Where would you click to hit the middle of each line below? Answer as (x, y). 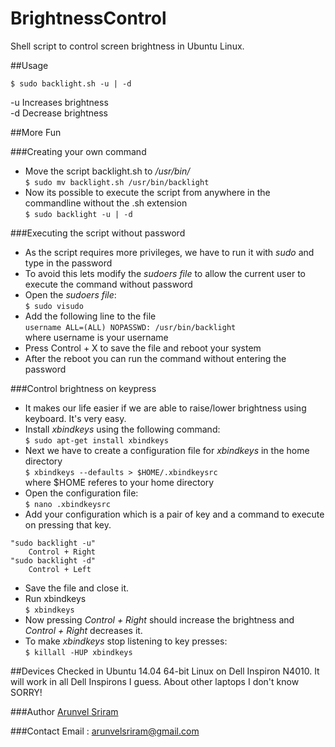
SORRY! (26, 692)
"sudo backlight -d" (53, 560)
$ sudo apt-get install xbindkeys (96, 440)
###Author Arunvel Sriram (64, 711)
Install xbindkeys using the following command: (122, 429)
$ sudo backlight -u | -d (78, 214)
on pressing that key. (68, 524)
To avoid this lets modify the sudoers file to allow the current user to (165, 273)
